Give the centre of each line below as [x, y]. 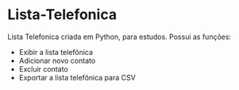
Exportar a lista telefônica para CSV [77, 77]
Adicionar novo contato [57, 61]
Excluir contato [43, 68]
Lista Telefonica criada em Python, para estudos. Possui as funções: [119, 37]
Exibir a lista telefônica [56, 52]
